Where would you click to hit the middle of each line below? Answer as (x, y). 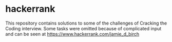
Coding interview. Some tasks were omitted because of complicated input (83, 28)
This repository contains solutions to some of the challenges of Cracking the (86, 23)
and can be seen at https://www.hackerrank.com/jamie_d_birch (72, 34)
